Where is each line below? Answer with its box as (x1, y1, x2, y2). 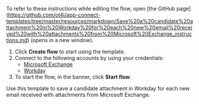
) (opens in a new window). (27, 37, 94, 43)
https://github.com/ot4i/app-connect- (8, 11, 101, 18)
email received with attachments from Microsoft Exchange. (6, 92, 150, 98)
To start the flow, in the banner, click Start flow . (14, 74, 132, 80)
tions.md (6, 37, 28, 43)
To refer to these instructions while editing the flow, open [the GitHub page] (6, 5, 191, 12)
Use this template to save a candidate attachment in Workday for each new (6, 85, 190, 92)
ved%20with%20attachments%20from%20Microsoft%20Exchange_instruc (6, 30, 192, 37)
